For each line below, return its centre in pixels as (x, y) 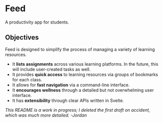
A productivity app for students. (37, 22)
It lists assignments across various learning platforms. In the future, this (85, 64)
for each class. (27, 79)
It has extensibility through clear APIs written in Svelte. (68, 100)
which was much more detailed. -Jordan (46, 115)
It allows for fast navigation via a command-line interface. (71, 85)
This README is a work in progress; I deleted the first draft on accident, (78, 110)
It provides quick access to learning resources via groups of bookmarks (85, 74)
